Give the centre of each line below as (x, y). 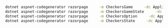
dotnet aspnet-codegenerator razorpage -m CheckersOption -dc (80, 16)
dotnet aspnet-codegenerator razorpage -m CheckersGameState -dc (84, 12)
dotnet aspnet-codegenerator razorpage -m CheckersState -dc (79, 21)
